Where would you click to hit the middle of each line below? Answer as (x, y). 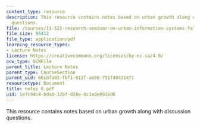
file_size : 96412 (28, 34)
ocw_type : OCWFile (29, 61)
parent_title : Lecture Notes (42, 67)
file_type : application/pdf (41, 39)
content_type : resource (36, 12)
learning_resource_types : (38, 45)
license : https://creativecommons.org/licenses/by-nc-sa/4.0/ (85, 56)
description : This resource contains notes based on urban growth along (98, 17)
